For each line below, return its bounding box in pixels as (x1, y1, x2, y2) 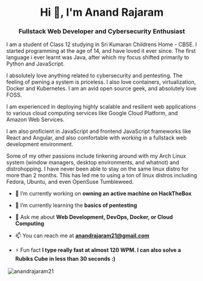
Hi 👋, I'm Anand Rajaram (40, 5, 164, 19)
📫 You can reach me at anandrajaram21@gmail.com (15, 232, 150, 239)
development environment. (6, 141, 74, 148)
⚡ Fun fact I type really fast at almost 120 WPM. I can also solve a (15, 246, 181, 254)
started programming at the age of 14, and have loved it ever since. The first (6, 47, 196, 55)
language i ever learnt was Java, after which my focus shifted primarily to (6, 54, 190, 61)
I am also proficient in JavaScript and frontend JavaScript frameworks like (6, 127, 191, 135)
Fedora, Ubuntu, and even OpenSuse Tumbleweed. (6, 178, 134, 186)
